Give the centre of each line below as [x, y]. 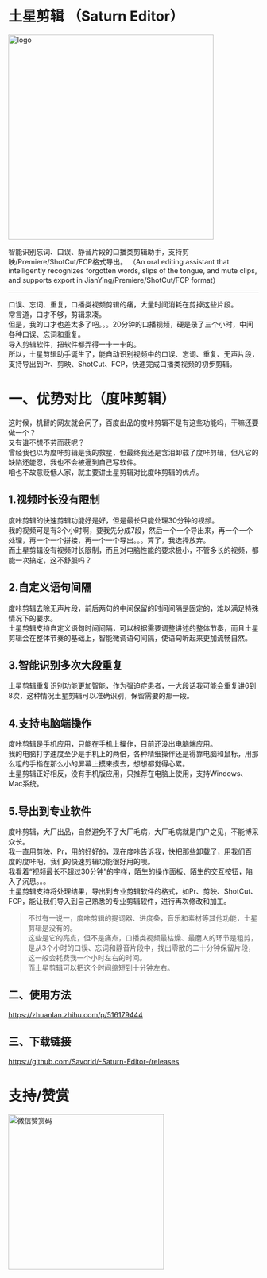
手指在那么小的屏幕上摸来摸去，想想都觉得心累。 [109, 764]
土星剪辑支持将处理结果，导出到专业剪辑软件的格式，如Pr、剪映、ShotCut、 [133, 891]
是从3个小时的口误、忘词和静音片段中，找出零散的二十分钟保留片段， [141, 948]
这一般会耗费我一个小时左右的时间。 [87, 957]
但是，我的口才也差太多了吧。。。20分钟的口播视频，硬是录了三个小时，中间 [131, 324]
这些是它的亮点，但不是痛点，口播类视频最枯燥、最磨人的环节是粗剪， [143, 937]
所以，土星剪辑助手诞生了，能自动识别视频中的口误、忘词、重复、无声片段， [133, 353]
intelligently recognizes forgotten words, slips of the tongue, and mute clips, [133, 270]
